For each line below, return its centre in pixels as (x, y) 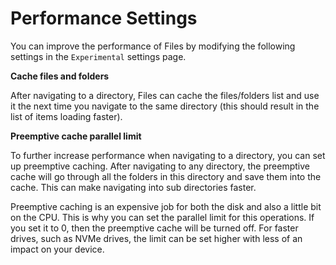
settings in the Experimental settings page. (98, 56)
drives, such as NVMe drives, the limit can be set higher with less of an (156, 238)
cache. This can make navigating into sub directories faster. (133, 187)
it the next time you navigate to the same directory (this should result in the (165, 106)
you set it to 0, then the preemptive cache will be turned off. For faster (154, 228)
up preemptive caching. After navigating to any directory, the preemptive (160, 166)
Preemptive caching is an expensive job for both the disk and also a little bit (166, 206)
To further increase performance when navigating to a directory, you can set (168, 155)
